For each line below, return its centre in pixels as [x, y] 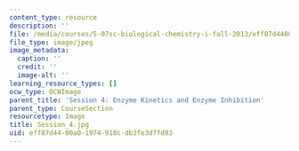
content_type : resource [53, 17]
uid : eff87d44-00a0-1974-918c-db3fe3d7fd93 [91, 133]
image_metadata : [39, 51]
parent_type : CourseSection [61, 108]
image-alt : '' [43, 75]
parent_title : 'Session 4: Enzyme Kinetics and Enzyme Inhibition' [137, 100]
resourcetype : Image [48, 116]
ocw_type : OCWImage [45, 91]
